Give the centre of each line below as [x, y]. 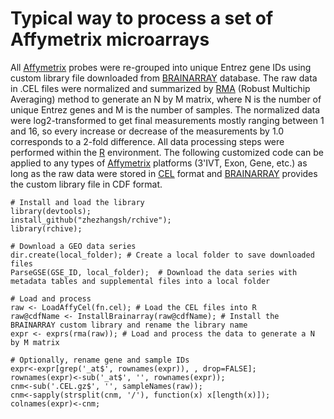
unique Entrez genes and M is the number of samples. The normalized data [165, 109]
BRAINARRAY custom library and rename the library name [129, 325]
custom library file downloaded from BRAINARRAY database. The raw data [164, 78]
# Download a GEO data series [73, 246]
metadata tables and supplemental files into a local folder [140, 281]
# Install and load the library [77, 202]
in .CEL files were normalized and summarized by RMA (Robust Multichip [160, 88]
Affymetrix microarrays [110, 39]
